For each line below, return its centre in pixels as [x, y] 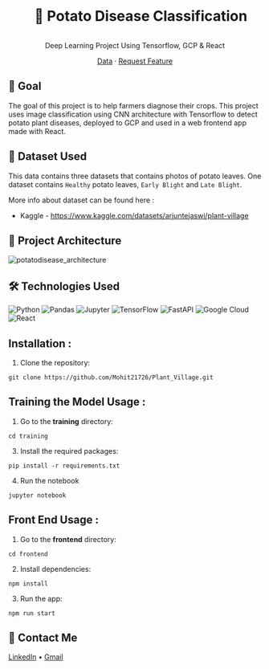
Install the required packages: [69, 451]
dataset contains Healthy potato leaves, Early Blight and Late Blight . [125, 184]
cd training [28, 436]
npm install [28, 583]
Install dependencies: [55, 569]
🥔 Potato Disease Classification [141, 16]
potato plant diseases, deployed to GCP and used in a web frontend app [128, 122]
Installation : [40, 343]
